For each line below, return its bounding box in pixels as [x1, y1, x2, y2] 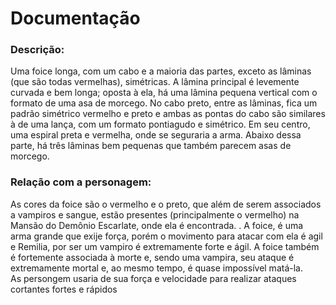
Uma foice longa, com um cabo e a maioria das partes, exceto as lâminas [10, 65, 312, 77]
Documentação [10, 7, 141, 30]
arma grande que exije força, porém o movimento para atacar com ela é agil [10, 230, 323, 242]
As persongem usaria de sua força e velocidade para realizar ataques [10, 272, 297, 284]
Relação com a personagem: [10, 175, 152, 189]
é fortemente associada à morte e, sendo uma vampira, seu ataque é [10, 251, 295, 263]
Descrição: [10, 43, 65, 57]
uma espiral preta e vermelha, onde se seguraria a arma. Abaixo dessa [10, 129, 302, 141]
